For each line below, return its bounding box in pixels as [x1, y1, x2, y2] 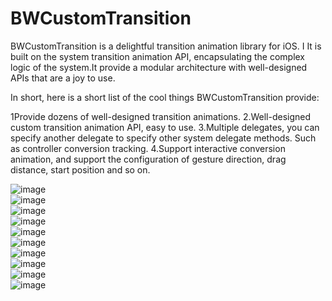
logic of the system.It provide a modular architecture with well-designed [10, 61, 308, 73]
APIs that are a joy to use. [10, 72, 116, 84]
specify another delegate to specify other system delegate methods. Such [10, 132, 317, 144]
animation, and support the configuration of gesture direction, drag [10, 153, 287, 165]
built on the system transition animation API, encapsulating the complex [10, 50, 306, 62]
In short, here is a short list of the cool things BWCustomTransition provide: [10, 91, 320, 103]
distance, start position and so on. [10, 163, 151, 176]
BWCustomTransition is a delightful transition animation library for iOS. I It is [10, 40, 322, 52]
